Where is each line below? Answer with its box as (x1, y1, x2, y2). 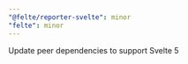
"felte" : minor (8, 21, 64, 30)
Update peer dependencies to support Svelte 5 (8, 45, 179, 55)
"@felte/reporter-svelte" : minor (8, 12, 132, 22)
